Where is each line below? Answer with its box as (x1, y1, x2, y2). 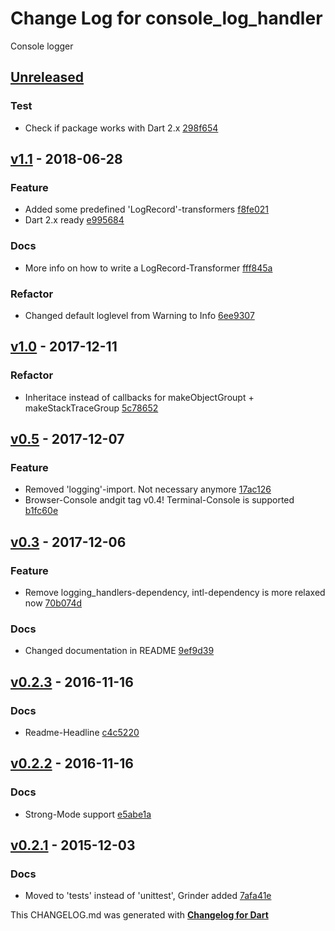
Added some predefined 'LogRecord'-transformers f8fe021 (24, 203, 270, 216)
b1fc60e (24, 505, 59, 517)
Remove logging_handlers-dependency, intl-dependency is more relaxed (24, 586, 326, 598)
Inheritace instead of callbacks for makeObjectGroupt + (24, 391, 255, 403)
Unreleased (10, 69, 85, 86)
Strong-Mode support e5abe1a (24, 808, 152, 820)
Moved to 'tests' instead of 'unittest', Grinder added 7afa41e (24, 890, 272, 902)
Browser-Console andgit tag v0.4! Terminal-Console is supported (24, 494, 295, 506)
